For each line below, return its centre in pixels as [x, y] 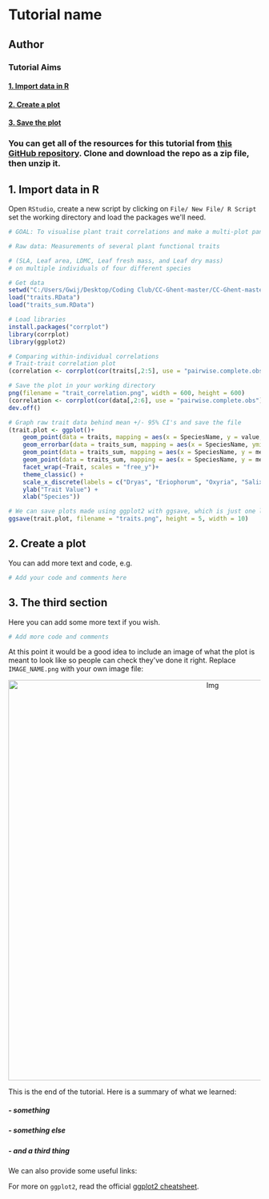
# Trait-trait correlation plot [62, 364]
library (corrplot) [39, 334]
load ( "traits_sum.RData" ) [51, 305]
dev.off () [25, 408]
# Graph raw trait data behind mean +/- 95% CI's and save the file [125, 422]
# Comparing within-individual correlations [84, 356]
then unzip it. [35, 163]
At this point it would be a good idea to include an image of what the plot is [132, 652]
